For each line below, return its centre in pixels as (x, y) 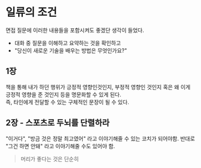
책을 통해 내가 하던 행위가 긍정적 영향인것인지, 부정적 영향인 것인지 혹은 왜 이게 (98, 87)
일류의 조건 (31, 12)
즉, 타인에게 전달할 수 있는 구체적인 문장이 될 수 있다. (67, 102)
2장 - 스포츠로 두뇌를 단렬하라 (58, 123)
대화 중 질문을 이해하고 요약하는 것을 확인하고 (68, 43)
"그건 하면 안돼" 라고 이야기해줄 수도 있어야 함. (60, 146)
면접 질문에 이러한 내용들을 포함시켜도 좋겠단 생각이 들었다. (75, 30)
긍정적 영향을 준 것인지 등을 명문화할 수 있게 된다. (64, 95)
